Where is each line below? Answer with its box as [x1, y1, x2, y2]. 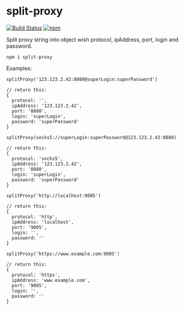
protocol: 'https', [11, 272, 61, 278]
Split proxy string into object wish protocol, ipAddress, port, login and [6, 36, 179, 43]
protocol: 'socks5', [11, 155, 63, 161]
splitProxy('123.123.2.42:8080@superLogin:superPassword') [6, 76, 158, 82]
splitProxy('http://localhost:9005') [6, 192, 101, 199]
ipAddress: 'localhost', [11, 219, 74, 225]
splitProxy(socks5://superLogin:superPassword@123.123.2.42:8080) [6, 134, 177, 140]
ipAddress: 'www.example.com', [11, 277, 90, 283]
